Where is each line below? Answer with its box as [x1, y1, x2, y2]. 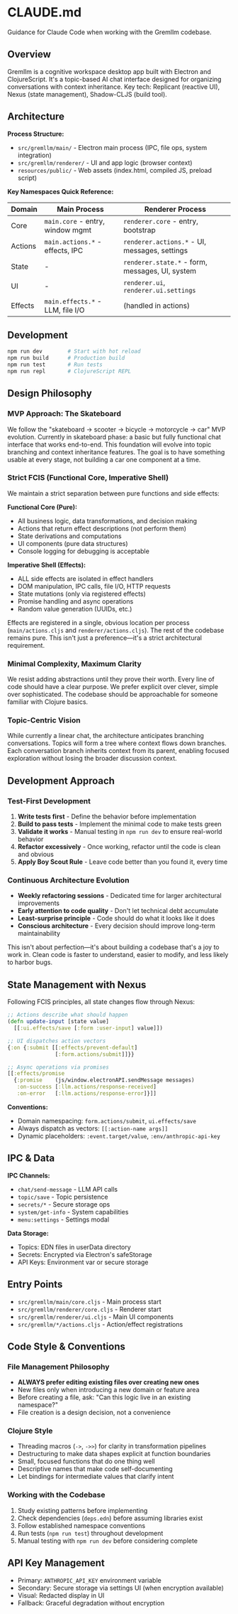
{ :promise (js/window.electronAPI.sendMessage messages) [13, 1076, 195, 1084]
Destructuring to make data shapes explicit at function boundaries [17, 1450, 211, 1458]
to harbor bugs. [7, 958, 53, 967]
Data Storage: [7, 1229, 50, 1237]
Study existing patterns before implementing [17, 1506, 148, 1514]
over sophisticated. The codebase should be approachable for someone [7, 690, 218, 699]
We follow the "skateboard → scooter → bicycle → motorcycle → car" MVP [7, 424, 226, 434]
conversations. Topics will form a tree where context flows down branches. [7, 739, 227, 747]
